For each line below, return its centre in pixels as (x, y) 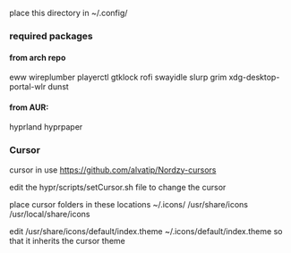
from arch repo (38, 57)
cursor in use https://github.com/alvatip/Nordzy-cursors (113, 170)
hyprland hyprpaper (46, 127)
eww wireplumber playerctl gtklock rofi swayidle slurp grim (118, 77)
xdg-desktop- (254, 77)
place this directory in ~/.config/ (68, 13)
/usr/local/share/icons (50, 214)
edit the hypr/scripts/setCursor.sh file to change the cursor (118, 187)
